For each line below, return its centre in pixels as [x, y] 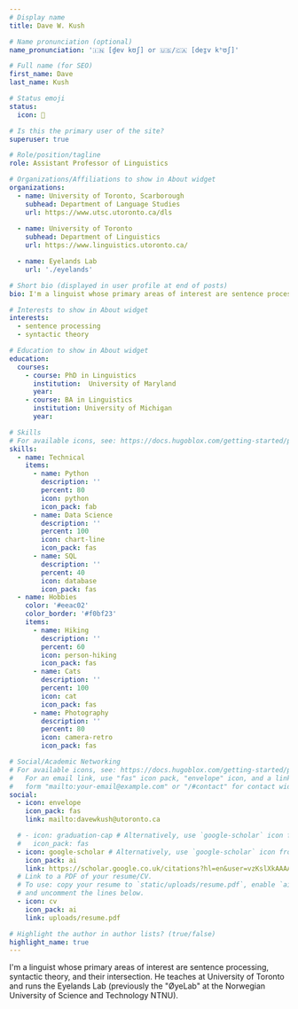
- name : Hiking [61, 630]
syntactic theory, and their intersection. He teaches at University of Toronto [147, 977]
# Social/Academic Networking [65, 762]
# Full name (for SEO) [51, 66]
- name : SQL [55, 556]
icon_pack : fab [69, 506]
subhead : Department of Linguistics [93, 237]
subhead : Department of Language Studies [102, 204]
